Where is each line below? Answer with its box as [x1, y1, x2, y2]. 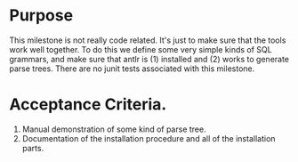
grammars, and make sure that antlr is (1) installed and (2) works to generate [9, 53, 290, 64]
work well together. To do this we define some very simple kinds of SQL [9, 44, 273, 54]
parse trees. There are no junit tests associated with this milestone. [9, 63, 255, 74]
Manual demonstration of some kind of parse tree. [21, 124, 206, 134]
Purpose [9, 5, 74, 26]
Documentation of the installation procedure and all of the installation [21, 133, 276, 143]
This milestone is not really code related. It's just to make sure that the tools [9, 35, 286, 45]
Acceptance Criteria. [9, 94, 167, 115]
